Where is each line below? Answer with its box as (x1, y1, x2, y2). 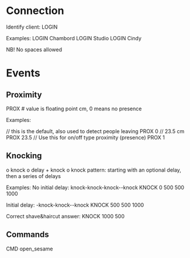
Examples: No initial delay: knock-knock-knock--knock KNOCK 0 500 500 (6, 184, 185, 191)
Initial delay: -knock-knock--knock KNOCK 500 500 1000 (6, 201, 144, 208)
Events (6, 67, 41, 80)
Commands (6, 229, 50, 240)
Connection (6, 4, 64, 18)
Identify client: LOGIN (6, 23, 58, 30)
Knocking (6, 151, 42, 161)
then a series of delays (6, 172, 61, 179)
